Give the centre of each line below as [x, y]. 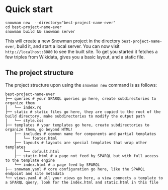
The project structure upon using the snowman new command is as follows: [81, 85]
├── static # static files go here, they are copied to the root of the [83, 112]
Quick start [29, 9]
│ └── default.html [37, 151]
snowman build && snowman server [40, 31]
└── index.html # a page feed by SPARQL [57, 165]
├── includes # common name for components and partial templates [85, 134]
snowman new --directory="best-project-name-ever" [60, 23]
